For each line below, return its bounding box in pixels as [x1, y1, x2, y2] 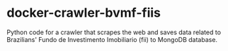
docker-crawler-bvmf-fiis [6, 5, 161, 21]
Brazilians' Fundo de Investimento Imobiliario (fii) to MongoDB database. [6, 35, 217, 43]
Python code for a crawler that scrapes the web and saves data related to [6, 28, 221, 36]
